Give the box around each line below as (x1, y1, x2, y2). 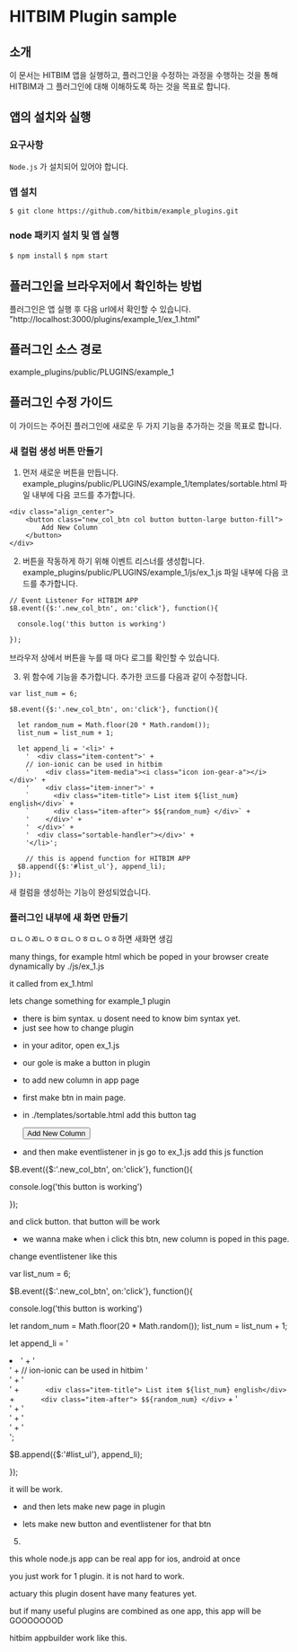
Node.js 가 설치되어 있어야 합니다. (9, 161, 128, 171)
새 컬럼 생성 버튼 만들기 (9, 444, 103, 457)
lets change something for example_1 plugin (9, 996, 171, 1006)
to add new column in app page (22, 1075, 140, 1085)
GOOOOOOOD (9, 1615, 64, 1626)
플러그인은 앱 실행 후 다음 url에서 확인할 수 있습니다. (9, 303, 191, 315)
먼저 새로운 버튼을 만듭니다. (22, 467, 119, 478)
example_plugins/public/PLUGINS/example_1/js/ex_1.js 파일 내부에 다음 (22, 567, 280, 578)
